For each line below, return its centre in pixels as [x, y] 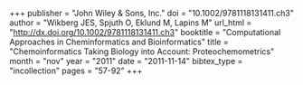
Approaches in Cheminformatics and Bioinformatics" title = [119, 42]
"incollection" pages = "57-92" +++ [76, 71]
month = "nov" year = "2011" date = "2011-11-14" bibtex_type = [126, 61]
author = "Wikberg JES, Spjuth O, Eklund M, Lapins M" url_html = [131, 23]
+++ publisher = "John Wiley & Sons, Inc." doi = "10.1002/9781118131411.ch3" [152, 13]
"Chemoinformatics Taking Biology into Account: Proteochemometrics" [142, 52]
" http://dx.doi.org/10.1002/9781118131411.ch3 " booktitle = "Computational [145, 32]
